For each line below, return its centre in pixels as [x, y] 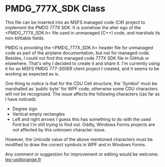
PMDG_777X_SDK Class [55, 9]
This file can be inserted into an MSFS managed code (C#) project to [75, 22]
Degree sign [25, 109]
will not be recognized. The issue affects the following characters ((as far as [82, 94]
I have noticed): [21, 99]
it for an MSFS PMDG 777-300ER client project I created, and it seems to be [82, 68]
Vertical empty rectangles [39, 114]
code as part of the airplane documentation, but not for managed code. [78, 53]
